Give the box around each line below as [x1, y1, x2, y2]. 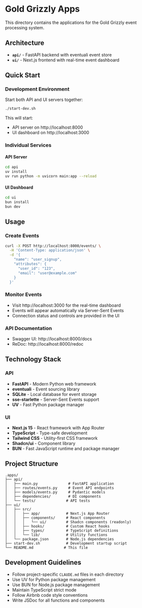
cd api [5, 165, 18, 170]
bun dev [5, 204, 21, 209]
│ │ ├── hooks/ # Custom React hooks [5, 524, 110, 529]
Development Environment [5, 86, 70, 93]
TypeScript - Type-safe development [12, 430, 88, 436]
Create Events [5, 233, 39, 239]
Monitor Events [5, 291, 42, 298]
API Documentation [5, 325, 53, 332]
